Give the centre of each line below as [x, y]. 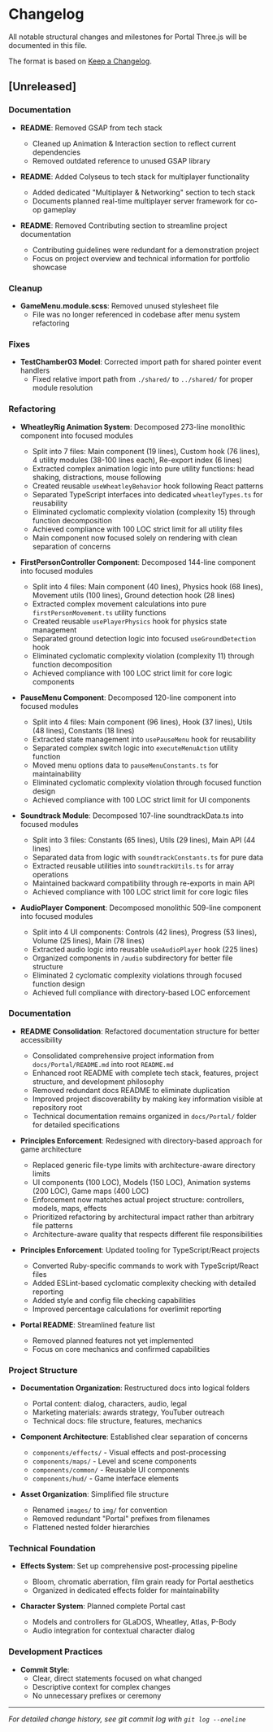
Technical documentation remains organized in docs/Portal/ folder [145, 1116]
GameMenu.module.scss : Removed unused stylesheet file [119, 305]
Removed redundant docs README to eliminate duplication [131, 1090]
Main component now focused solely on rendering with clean [135, 537]
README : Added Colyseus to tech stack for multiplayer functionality [135, 177]
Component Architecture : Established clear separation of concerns [134, 1437]
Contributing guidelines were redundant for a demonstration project [145, 250]
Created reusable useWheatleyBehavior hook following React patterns [148, 486]
